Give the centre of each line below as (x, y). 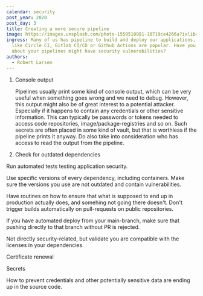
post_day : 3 (21, 23)
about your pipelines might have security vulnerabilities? (89, 51)
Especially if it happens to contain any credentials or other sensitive (99, 111)
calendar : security (31, 12)
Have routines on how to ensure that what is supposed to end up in (90, 196)
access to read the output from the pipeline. (70, 143)
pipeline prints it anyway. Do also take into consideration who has (96, 136)
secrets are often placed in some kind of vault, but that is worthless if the (106, 130)
